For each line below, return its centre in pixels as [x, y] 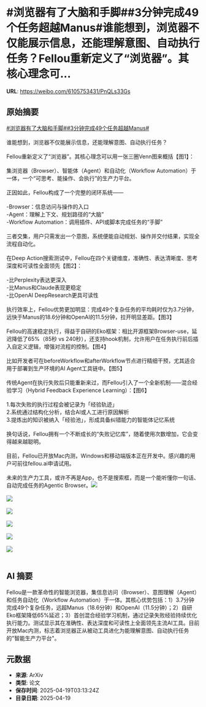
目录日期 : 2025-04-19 [43, 698]
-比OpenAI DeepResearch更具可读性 [53, 295]
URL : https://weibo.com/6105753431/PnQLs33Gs [68, 91]
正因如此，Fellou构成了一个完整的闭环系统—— [65, 192]
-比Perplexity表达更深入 [36, 280]
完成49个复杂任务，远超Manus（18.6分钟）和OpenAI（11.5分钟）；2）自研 [99, 607]
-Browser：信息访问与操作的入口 [48, 207]
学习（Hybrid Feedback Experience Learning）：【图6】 [81, 390]
